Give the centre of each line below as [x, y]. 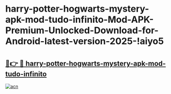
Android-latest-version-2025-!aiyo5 [84, 41]
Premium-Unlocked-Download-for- [82, 30]
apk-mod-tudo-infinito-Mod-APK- [80, 20]
